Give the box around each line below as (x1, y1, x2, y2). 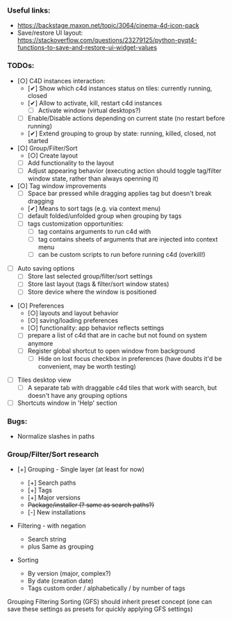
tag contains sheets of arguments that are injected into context (38, 235, 218, 244)
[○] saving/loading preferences (27, 317, 119, 325)
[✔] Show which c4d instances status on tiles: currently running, (27, 84, 213, 92)
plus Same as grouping (27, 542, 94, 551)
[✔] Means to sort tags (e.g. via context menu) (27, 204, 161, 212)
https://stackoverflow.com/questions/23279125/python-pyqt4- (17, 36, 197, 44)
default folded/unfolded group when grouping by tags (27, 211, 182, 220)
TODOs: (7, 61, 35, 71)
